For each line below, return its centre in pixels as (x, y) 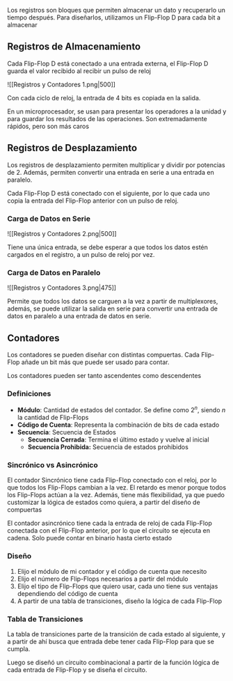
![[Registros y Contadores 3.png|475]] (62, 288)
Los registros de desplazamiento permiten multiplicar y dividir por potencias (116, 165)
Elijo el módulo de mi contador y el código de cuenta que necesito (112, 571)
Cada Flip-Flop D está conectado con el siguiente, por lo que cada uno (109, 193)
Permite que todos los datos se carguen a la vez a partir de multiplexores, (113, 302)
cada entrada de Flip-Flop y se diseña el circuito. (77, 670)
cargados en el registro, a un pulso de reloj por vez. (81, 254)
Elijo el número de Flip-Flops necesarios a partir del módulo (103, 579)
